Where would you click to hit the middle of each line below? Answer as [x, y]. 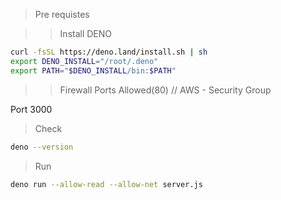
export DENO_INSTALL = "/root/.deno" [84, 61]
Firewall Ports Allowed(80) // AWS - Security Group [165, 90]
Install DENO [86, 33]
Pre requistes [62, 14]
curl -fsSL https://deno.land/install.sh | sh [109, 52]
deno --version [42, 147]
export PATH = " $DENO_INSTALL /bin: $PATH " [93, 70]
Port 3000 [31, 109]
